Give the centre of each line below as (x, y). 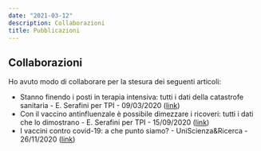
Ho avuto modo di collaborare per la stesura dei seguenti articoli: (115, 82)
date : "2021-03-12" (41, 15)
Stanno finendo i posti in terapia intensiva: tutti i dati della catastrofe (132, 97)
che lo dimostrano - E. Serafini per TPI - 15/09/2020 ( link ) (115, 122)
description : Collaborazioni (57, 23)
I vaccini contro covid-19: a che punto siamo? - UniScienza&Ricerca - (134, 131)
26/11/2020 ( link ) (47, 139)
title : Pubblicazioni (44, 30)
